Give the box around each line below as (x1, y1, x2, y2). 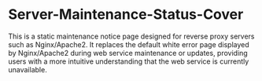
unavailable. (8, 64, 47, 74)
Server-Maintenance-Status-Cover (8, 6, 244, 24)
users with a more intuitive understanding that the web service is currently (8, 57, 249, 66)
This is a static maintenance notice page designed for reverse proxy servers (8, 31, 255, 41)
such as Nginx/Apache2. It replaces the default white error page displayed (8, 39, 249, 49)
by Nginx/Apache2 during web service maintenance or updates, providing (8, 48, 248, 57)
